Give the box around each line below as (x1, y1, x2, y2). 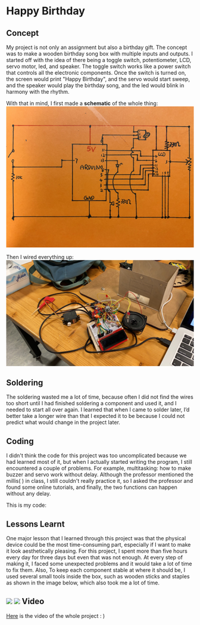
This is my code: (6, 501, 46, 509)
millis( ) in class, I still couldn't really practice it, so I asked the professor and (6, 478, 193, 485)
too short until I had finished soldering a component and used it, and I (6, 400, 177, 407)
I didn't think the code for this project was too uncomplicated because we (6, 452, 187, 459)
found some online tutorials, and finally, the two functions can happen (6, 484, 177, 491)
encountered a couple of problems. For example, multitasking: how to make (6, 464, 192, 472)
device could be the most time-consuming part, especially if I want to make (6, 541, 191, 548)
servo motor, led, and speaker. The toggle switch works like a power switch (6, 63, 191, 70)
